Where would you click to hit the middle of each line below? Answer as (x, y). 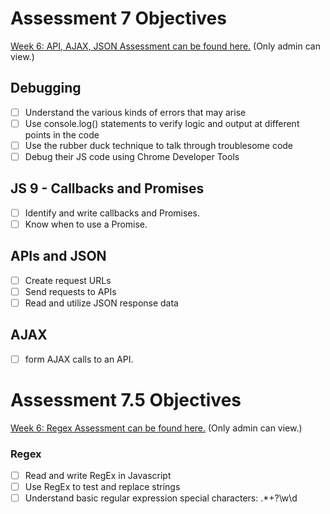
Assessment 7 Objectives (118, 18)
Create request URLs (68, 280)
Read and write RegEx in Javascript (98, 476)
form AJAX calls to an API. (79, 359)
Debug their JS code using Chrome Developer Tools (132, 156)
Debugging (46, 88)
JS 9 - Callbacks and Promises (107, 188)
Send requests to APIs (70, 291)
